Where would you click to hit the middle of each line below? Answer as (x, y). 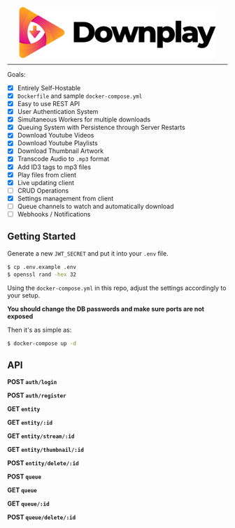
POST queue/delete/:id (42, 518)
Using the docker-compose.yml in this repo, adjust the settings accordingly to (117, 288)
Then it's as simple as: (40, 330)
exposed (20, 316)
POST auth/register (37, 395)
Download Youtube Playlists (57, 143)
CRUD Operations (43, 190)
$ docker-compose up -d (42, 343)
